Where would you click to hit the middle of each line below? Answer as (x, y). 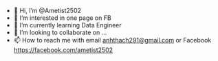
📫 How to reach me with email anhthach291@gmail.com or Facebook (112, 40)
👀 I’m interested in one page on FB (62, 18)
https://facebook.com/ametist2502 (63, 50)
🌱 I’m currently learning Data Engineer (67, 25)
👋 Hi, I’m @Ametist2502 (47, 11)
